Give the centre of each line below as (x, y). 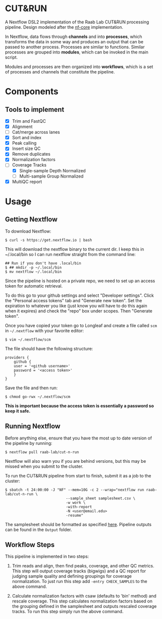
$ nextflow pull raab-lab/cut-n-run (42, 452)
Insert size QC (26, 148)
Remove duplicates (31, 154)
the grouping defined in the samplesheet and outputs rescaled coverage (84, 606)
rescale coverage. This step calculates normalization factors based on (82, 601)
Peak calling (24, 143)
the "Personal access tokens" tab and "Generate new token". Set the (73, 300)
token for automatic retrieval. (34, 286)
